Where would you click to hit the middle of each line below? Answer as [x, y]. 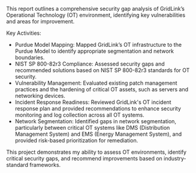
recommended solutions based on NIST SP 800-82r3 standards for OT [102, 70]
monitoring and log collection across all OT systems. [80, 115]
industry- [175, 158]
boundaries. [30, 57]
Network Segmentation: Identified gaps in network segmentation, [96, 121]
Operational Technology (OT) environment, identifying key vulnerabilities [96, 15]
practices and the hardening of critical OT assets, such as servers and [102, 89]
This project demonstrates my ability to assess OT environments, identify [97, 152]
